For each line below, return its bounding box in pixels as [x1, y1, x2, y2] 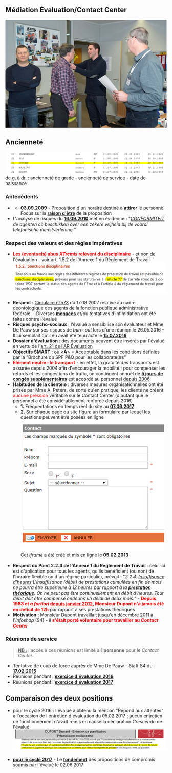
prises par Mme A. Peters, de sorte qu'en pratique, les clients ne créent [12, 387, 164, 393]
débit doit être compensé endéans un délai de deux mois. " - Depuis [12, 595, 157, 601]
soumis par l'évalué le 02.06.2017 [12, 762, 83, 768]
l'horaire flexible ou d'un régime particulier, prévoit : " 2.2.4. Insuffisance [12, 574, 165, 579]
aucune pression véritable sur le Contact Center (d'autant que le [12, 392, 148, 398]
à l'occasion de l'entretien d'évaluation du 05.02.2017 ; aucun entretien [12, 713, 163, 719]
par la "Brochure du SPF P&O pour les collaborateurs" [12, 354, 126, 360]
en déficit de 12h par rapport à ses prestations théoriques [12, 606, 135, 612]
